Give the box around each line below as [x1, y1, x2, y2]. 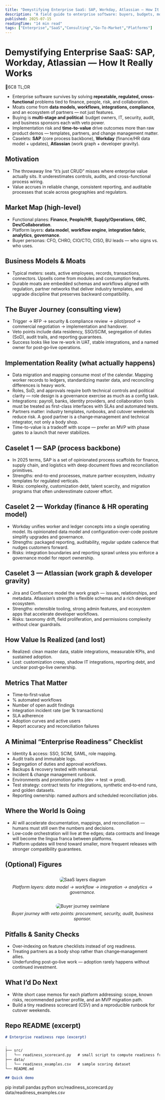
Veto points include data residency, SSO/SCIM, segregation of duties [12, 329, 151, 335]
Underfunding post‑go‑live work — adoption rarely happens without [12, 959, 150, 965]
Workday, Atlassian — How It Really [5, 57, 153, 69]
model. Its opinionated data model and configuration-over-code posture [12, 529, 158, 534]
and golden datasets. [12, 787, 55, 793]
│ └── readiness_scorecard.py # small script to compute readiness [5, 1053, 155, 1058]
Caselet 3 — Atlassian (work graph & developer [5, 569, 152, 577]
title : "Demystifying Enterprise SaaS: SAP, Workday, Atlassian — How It [5, 7, 160, 12]
